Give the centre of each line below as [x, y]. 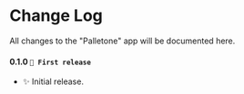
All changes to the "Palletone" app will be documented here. [122, 41]
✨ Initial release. [53, 81]
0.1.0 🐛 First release [50, 61]
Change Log [56, 16]
